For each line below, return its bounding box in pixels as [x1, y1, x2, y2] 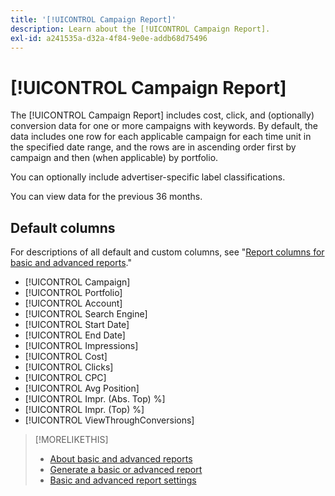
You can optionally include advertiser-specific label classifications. [10, 171, 286, 183]
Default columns [10, 219, 116, 236]
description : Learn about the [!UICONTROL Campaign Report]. [10, 24, 271, 34]
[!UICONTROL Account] [24, 297, 123, 310]
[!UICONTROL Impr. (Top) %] [24, 404, 145, 416]
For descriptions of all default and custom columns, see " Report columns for [10, 246, 325, 258]
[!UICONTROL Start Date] [24, 319, 130, 331]
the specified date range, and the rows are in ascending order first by [10, 141, 297, 153]
